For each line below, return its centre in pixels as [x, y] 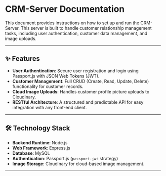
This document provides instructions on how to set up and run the [72, 23]
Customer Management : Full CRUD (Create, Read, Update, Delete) [81, 81]
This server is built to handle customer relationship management [86, 28]
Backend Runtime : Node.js [40, 142]
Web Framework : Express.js [41, 148]
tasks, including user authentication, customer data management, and [76, 33]
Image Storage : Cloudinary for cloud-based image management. [78, 164]
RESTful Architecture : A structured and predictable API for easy [78, 102]
